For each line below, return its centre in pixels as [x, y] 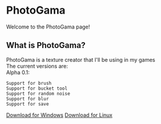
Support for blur [28, 98]
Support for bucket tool [37, 88]
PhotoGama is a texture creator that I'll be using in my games [81, 59]
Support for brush [29, 83]
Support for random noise [38, 93]
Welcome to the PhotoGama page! [48, 27]
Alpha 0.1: [18, 72]
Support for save [28, 104]
